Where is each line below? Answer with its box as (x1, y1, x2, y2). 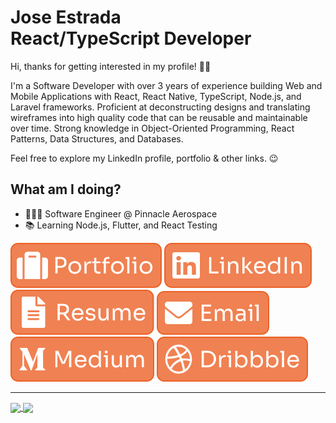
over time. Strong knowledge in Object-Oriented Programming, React (10, 122, 295, 134)
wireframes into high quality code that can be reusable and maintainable (10, 111, 308, 123)
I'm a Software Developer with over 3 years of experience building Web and (10, 79, 323, 91)
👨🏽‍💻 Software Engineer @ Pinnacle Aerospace (24, 207, 218, 220)
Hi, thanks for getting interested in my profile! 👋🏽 (10, 60, 212, 72)
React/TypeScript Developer (10, 27, 252, 50)
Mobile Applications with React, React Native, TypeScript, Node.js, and (10, 90, 302, 102)
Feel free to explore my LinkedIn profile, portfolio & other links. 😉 (10, 152, 279, 164)
